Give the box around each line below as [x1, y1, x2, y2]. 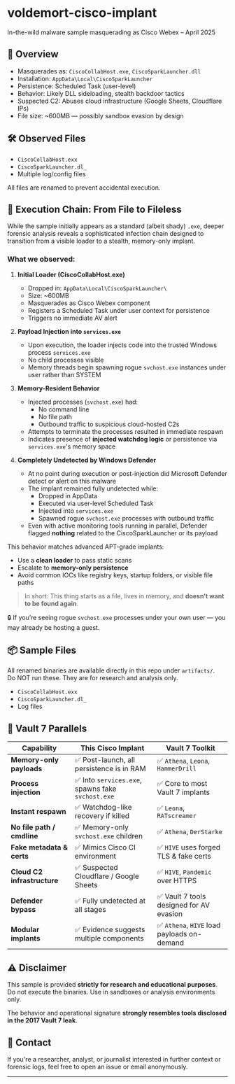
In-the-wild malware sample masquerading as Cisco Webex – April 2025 [7, 28, 215, 36]
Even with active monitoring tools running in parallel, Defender [27, 521, 208, 530]
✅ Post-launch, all [74, 755, 135, 765]
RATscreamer [157, 812, 197, 820]
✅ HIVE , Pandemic [157, 867, 212, 877]
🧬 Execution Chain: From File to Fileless [7, 203, 182, 215]
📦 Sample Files [7, 645, 77, 656]
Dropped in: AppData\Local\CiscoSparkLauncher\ [27, 283, 167, 292]
